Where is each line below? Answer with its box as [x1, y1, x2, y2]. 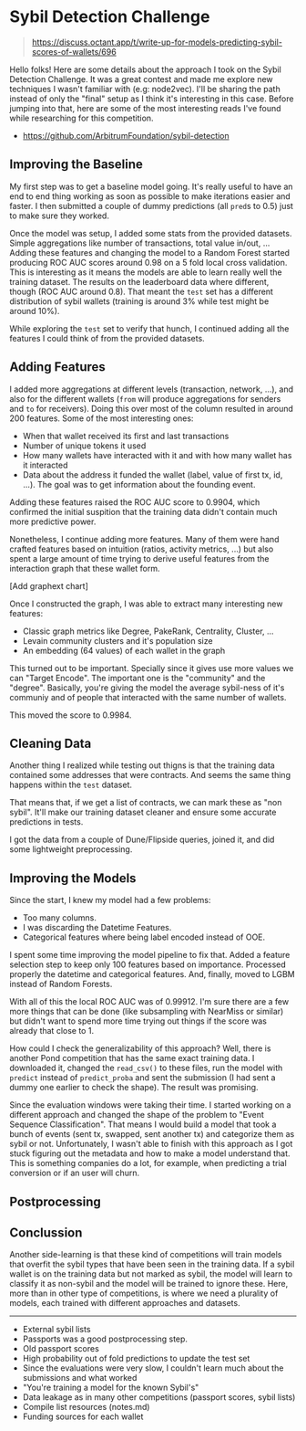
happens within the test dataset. [9, 779, 132, 791]
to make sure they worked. [9, 210, 109, 221]
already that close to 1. [9, 1026, 94, 1036]
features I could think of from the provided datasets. [9, 332, 205, 343]
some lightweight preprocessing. [9, 844, 133, 855]
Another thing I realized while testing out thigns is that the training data [9, 760, 275, 771]
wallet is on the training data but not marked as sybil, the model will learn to [9, 1268, 293, 1279]
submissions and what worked [22, 1373, 138, 1384]
